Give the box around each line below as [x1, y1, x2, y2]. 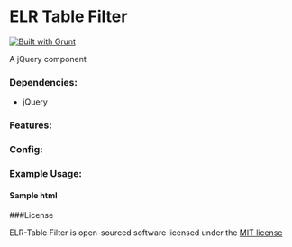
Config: [9, 143, 43, 156]
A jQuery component [9, 53, 87, 64]
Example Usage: [9, 168, 83, 179]
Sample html [9, 189, 58, 200]
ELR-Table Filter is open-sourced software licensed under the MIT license [9, 227, 283, 238]
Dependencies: [9, 76, 78, 88]
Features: [9, 119, 52, 132]
